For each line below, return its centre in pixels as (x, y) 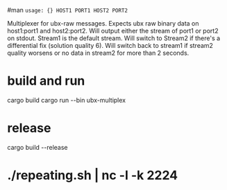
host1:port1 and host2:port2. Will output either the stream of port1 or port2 (113, 31)
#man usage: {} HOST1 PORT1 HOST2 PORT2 (68, 10)
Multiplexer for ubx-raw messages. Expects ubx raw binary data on (103, 23)
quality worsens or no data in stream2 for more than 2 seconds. (98, 53)
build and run (46, 81)
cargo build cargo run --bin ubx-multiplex (67, 100)
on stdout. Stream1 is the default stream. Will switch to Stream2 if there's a (114, 38)
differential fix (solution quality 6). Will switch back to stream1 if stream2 (110, 45)
